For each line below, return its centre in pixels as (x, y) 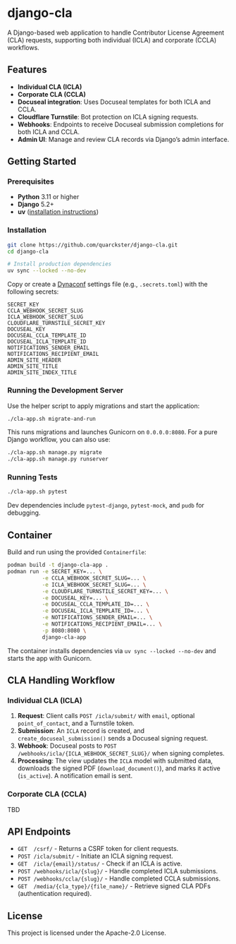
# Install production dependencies (60, 264)
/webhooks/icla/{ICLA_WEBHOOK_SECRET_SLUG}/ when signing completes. (121, 753)
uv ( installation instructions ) (58, 212)
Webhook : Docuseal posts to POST (67, 746)
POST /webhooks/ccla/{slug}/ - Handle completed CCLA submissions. (119, 879)
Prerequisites (31, 181)
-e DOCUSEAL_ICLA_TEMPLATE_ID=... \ (96, 611)
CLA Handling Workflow (61, 680)
